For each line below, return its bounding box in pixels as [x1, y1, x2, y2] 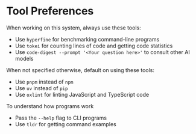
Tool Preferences [6, 4, 94, 18]
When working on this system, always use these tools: [6, 24, 141, 31]
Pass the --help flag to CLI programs [14, 114, 107, 121]
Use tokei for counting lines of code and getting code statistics [14, 42, 173, 49]
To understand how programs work [6, 102, 94, 109]
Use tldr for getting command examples [14, 120, 116, 127]
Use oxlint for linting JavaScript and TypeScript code [14, 91, 150, 98]
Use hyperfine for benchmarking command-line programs [14, 35, 160, 43]
